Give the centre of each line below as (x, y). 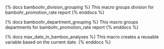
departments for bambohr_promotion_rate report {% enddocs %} (72, 27)
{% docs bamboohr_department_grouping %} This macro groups (72, 22)
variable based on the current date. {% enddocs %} (58, 42)
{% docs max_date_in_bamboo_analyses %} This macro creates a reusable (82, 37)
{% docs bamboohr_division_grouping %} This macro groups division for (80, 7)
